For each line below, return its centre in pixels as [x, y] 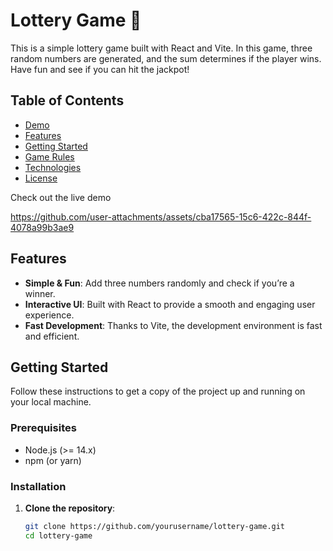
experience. [49, 315]
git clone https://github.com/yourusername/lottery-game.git [155, 526]
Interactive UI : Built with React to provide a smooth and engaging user [170, 304]
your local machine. [51, 402]
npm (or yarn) [53, 460]
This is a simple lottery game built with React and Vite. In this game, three [161, 48]
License [41, 178]
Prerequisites [43, 428]
